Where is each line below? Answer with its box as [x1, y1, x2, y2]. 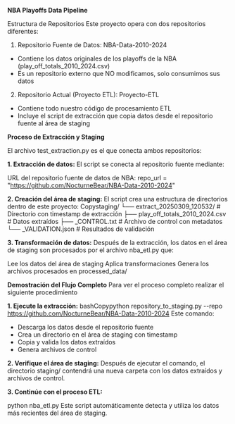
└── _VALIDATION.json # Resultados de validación [7, 225, 155, 233]
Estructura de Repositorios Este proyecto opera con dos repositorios [7, 20, 206, 27]
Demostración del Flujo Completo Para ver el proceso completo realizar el [7, 281, 224, 289]
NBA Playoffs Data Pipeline [7, 6, 88, 14]
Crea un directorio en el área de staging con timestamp [17, 330, 178, 339]
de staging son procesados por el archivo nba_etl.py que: [7, 246, 174, 254]
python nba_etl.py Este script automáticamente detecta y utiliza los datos [7, 401, 220, 409]
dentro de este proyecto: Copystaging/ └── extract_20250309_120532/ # [7, 202, 221, 211]
